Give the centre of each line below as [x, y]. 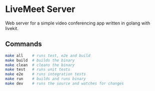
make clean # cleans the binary [40, 65]
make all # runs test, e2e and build [48, 55]
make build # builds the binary [40, 60]
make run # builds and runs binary [45, 79]
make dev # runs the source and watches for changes [64, 83]
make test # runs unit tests [38, 69]
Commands [24, 44]
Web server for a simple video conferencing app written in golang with [78, 23]
